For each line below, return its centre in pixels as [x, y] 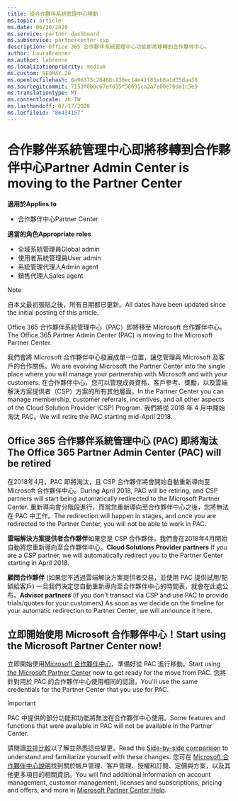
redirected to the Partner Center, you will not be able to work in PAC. [107, 523]
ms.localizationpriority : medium [57, 67]
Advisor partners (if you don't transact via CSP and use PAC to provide [124, 595]
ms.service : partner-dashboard [53, 34]
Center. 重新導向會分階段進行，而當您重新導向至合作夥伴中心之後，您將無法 [118, 507]
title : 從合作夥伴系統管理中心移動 [53, 14]
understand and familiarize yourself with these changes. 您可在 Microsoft [114, 757]
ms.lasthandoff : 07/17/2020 [49, 106]
